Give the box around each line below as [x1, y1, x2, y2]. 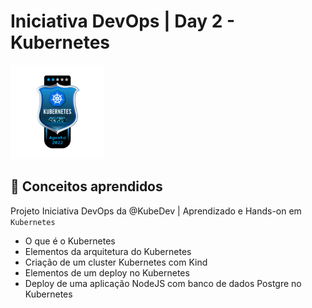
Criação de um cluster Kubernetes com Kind [24, 256, 208, 268]
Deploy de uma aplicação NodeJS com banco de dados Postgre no [24, 277, 302, 289]
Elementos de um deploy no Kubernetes [24, 266, 190, 279]
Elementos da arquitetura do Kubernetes [24, 245, 192, 257]
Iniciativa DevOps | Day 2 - [10, 10, 236, 33]
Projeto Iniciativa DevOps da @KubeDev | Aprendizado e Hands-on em [10, 205, 302, 217]
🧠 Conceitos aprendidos [10, 178, 163, 195]
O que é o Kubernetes [24, 235, 116, 247]
